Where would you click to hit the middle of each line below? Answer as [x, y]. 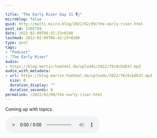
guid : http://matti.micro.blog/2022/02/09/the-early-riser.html [74, 24]
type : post [17, 43]
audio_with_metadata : [28, 71]
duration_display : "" [33, 85]
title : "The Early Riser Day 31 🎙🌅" [44, 14]
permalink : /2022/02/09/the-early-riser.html [54, 94]
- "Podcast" [18, 52]
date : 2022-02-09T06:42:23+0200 [39, 33]
